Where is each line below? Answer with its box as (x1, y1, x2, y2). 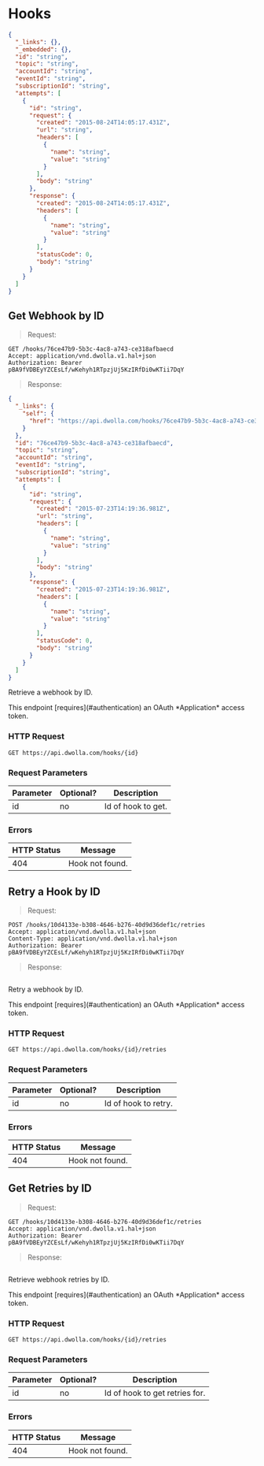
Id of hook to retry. (104, 1097, 173, 1108)
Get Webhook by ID (8, 309, 104, 322)
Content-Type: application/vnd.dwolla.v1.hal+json (8, 935, 178, 943)
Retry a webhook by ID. (8, 984, 84, 994)
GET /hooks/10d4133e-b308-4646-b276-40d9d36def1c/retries (8, 1218, 202, 1226)
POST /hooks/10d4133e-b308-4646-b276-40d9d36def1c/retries (8, 921, 206, 929)
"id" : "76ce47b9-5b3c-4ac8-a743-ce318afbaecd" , (15, 439, 174, 447)
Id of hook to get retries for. (104, 1388, 206, 1399)
